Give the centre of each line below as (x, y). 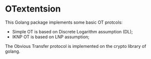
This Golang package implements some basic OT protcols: (64, 22)
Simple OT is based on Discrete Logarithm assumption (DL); (72, 31)
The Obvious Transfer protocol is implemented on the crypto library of (76, 46)
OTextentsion (33, 9)
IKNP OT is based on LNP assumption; (51, 37)
